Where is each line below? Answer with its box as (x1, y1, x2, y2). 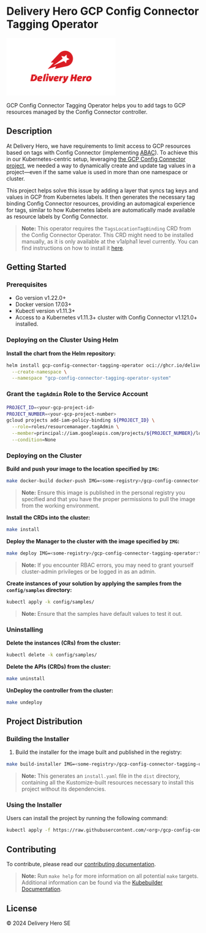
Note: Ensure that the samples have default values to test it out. (21, 610, 183, 617)
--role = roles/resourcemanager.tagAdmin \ (12, 424, 120, 430)
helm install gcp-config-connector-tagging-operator (6, 362, 144, 369)
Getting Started (6, 262, 67, 272)
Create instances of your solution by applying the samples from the (6, 580, 182, 587)
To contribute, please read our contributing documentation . (6, 861, 156, 868)
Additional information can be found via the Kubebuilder (21, 879, 163, 886)
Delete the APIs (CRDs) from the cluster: (6, 662, 112, 670)
